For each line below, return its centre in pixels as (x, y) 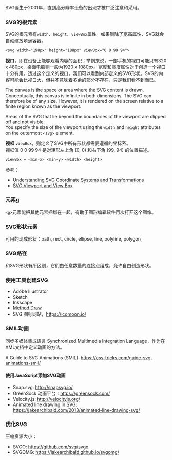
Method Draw (27, 308)
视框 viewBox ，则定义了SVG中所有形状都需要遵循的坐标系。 (68, 143)
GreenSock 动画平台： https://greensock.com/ (61, 393)
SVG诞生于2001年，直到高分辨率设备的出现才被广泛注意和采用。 (74, 7)
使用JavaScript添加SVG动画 (35, 375)
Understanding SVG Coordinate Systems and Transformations (78, 180)
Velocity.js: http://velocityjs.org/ (46, 399)
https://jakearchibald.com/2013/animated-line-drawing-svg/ (76, 410)
